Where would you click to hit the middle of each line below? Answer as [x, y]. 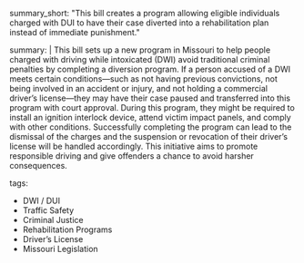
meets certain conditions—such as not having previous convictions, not [143, 79]
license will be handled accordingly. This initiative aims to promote [134, 146]
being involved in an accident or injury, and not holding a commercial [139, 88]
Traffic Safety [48, 210]
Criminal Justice [53, 220]
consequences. [39, 166]
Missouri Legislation [60, 249]
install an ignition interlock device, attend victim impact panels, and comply [150, 117]
